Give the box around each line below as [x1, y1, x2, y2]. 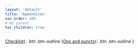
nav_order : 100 [5, 16, 36, 21]
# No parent [5, 20, 29, 26]
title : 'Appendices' [5, 12, 47, 16]
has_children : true [5, 25, 45, 30]
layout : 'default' [5, 7, 42, 12]
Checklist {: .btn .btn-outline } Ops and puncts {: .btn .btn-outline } [5, 38, 135, 44]
